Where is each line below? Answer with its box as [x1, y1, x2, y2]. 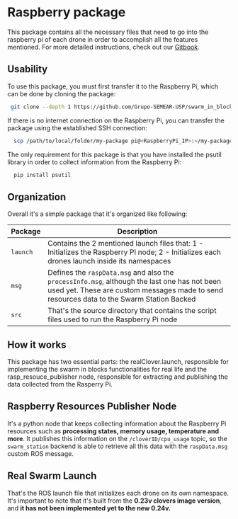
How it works [7, 338, 67, 350]
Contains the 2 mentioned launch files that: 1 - [47, 239, 204, 249]
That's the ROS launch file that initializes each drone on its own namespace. [7, 489, 229, 497]
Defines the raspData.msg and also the [47, 268, 174, 278]
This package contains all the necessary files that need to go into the [7, 28, 209, 36]
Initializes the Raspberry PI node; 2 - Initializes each [47, 247, 222, 257]
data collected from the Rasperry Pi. [7, 380, 113, 388]
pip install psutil [13, 171, 72, 178]
